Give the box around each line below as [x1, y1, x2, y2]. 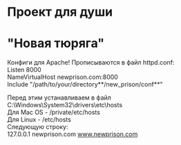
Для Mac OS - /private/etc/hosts [7, 108, 100, 117]
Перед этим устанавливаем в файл [7, 93, 112, 102]
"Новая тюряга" [7, 36, 105, 52]
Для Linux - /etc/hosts [7, 115, 71, 124]
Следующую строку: [7, 123, 68, 131]
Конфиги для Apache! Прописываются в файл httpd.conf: [7, 58, 175, 67]
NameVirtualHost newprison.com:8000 [7, 73, 119, 81]
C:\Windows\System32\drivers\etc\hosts [7, 101, 123, 109]
